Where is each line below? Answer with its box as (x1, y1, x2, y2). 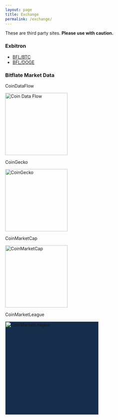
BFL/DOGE (12, 59, 35, 65)
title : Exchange (5, 12, 39, 17)
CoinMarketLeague (5, 312, 45, 317)
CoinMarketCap (5, 235, 38, 241)
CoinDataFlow (5, 83, 34, 89)
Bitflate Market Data (5, 72, 55, 79)
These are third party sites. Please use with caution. (5, 30, 114, 36)
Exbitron (5, 43, 26, 50)
